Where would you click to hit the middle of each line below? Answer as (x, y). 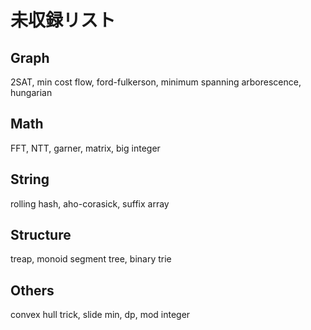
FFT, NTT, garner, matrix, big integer (85, 148)
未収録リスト (63, 20)
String (30, 179)
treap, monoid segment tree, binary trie (91, 259)
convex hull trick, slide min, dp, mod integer (100, 315)
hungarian (31, 92)
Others (32, 290)
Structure (41, 235)
